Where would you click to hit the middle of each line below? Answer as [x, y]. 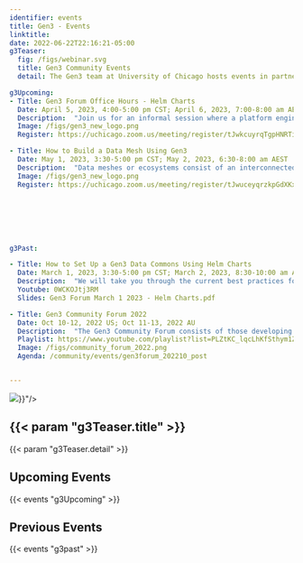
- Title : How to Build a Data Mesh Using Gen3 [98, 151]
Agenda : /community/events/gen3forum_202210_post [112, 356]
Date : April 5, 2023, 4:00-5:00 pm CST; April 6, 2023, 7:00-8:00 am [151, 109]
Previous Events [56, 527]
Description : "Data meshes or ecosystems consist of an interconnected [157, 168]
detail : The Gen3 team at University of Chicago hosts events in [143, 77]
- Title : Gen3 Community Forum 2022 [78, 314]
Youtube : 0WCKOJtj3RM [58, 290]
